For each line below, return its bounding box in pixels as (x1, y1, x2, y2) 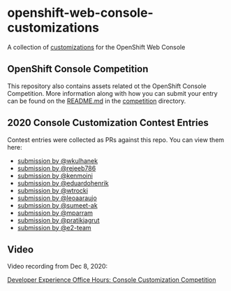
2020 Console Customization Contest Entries (7, 117, 209, 129)
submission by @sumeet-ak (17, 201, 98, 209)
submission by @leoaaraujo (17, 194, 98, 202)
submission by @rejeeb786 (17, 164, 96, 172)
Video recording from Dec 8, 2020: (7, 262, 108, 271)
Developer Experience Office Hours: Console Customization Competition (7, 276, 216, 284)
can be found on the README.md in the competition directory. (7, 97, 186, 105)
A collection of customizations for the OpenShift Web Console (7, 43, 186, 51)
